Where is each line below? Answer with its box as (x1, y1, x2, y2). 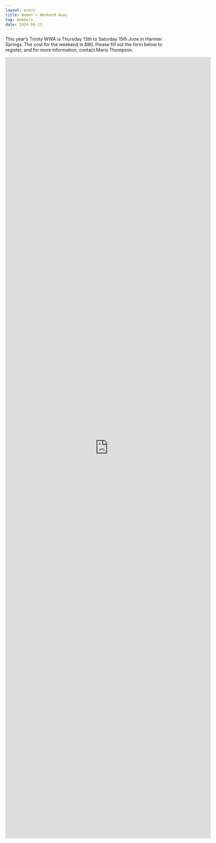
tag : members (5, 17, 33, 22)
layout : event (5, 7, 36, 13)
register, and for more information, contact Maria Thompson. (5, 47, 133, 53)
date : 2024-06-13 (5, 22, 43, 27)
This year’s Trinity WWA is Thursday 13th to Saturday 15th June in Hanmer (5, 36, 163, 42)
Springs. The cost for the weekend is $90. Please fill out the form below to (5, 42, 163, 48)
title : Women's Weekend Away (5, 12, 68, 17)
